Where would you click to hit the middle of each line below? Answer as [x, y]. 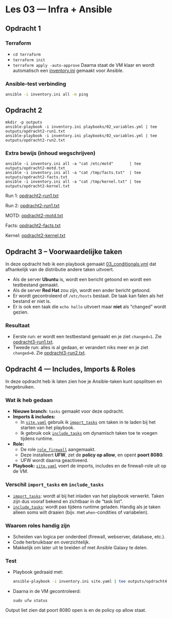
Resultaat [17, 325]
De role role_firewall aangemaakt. [58, 450]
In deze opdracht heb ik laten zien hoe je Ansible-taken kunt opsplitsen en [84, 381]
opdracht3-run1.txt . [33, 342]
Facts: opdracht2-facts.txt [33, 226]
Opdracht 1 [23, 28]
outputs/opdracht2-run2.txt [35, 140]
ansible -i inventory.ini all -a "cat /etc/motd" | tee [73, 164]
